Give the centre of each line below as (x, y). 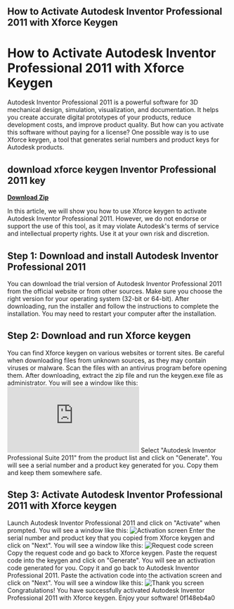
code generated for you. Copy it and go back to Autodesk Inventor (103, 567)
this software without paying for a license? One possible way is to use (108, 133)
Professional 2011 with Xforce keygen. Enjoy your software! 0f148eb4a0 (111, 598)
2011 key (26, 180)
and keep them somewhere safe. (55, 472)
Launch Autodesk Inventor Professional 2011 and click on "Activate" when (114, 523)
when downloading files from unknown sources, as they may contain (107, 360)
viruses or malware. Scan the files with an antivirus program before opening (117, 368)
